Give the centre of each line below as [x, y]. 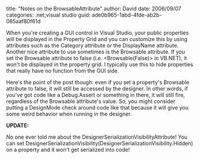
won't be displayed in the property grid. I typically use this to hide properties [100, 64]
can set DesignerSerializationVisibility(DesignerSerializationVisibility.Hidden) [99, 143]
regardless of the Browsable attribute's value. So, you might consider [91, 101]
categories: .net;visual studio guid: [48, 15]
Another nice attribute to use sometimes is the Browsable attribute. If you [96, 52]
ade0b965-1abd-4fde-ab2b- [127, 15]
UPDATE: [18, 125]
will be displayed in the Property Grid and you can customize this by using [97, 39]
